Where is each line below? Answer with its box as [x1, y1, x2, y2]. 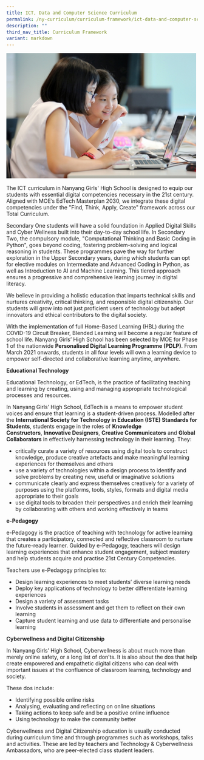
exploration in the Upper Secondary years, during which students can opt [6, 254, 190, 262]
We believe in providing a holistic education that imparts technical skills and [6, 292, 195, 299]
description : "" [6, 22, 47, 29]
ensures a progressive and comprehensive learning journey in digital [6, 274, 178, 281]
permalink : [6, 16, 34, 22]
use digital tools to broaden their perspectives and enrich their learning [15, 499, 193, 506]
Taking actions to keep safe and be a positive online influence [15, 709, 170, 716]
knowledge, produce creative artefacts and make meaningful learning [15, 454, 190, 461]
